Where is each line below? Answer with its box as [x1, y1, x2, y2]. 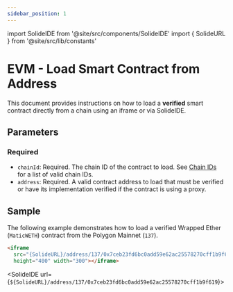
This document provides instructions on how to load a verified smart [7, 99, 204, 107]
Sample [7, 205, 41, 217]
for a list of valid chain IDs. [17, 170, 94, 179]
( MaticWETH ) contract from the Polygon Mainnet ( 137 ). [7, 231, 158, 240]
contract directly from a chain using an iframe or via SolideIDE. [7, 106, 187, 115]
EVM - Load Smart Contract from [7, 60, 200, 76]
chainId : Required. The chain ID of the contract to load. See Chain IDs [17, 163, 217, 171]
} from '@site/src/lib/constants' [7, 36, 97, 45]
